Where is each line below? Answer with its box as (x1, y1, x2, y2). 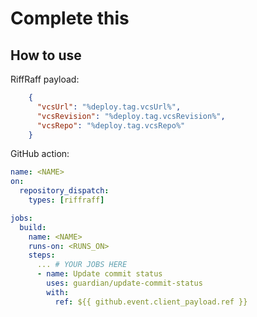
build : (19, 222, 47, 232)
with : (46, 287, 70, 297)
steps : (28, 250, 56, 261)
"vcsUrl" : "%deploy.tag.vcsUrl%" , (36, 102, 182, 112)
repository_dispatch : (19, 186, 110, 196)
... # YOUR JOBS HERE (36, 260, 128, 270)
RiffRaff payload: (10, 73, 80, 85)
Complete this (10, 7, 130, 30)
